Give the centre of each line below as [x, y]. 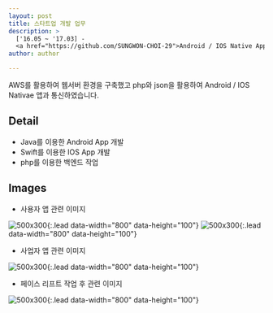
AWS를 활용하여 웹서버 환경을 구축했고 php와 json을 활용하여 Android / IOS [129, 85]
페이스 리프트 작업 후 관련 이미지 [71, 283]
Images [28, 188]
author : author [34, 54]
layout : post [30, 16]
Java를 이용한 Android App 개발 [72, 141]
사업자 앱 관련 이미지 [53, 250]
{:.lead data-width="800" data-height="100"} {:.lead [154, 225]
